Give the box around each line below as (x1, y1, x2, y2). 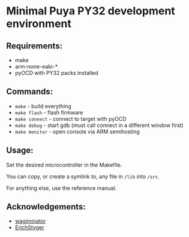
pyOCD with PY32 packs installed (14, 69, 98, 76)
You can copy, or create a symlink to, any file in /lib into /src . (6, 172, 160, 180)
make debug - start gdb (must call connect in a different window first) (14, 121, 184, 129)
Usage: (6, 145, 34, 156)
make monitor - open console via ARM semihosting (14, 127, 140, 135)
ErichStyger (14, 224, 44, 231)
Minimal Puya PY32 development (6, 4, 175, 18)
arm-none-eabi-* (14, 63, 58, 70)
